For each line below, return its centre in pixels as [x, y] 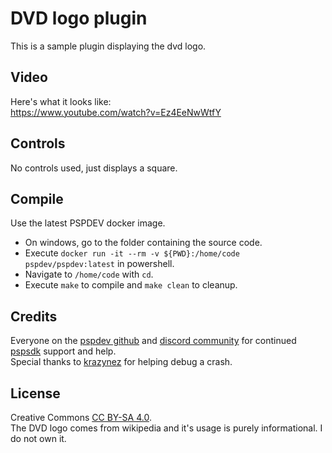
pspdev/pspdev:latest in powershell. [99, 264]
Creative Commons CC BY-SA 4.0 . [81, 417]
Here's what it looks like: [61, 101]
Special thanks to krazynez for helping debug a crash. [121, 362]
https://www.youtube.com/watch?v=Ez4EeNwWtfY [116, 112]
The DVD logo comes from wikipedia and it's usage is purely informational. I [166, 428]
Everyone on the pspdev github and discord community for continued [153, 341]
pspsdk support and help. [63, 351]
